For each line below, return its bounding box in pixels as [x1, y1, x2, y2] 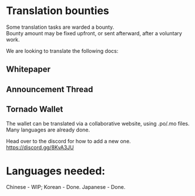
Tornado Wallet [6, 104, 63, 114]
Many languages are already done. [6, 126, 90, 133]
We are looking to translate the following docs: [6, 47, 119, 54]
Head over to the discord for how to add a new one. [6, 137, 131, 144]
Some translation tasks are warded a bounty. [6, 23, 115, 31]
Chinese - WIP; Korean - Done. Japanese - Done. [6, 184, 126, 191]
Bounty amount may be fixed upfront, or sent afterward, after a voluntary [6, 29, 182, 36]
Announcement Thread [6, 84, 93, 94]
